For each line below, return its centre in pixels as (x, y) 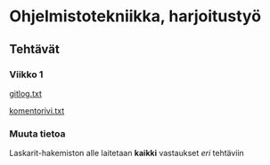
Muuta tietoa (37, 133)
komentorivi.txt (37, 110)
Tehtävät (34, 49)
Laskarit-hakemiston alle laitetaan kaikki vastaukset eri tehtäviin (127, 153)
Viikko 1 (26, 75)
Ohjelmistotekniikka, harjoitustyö (135, 16)
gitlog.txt (26, 93)
